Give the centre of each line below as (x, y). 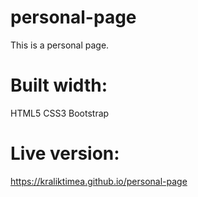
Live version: (65, 153)
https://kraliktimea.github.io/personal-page (99, 181)
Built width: (59, 85)
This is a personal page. (60, 45)
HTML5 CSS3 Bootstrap (60, 113)
